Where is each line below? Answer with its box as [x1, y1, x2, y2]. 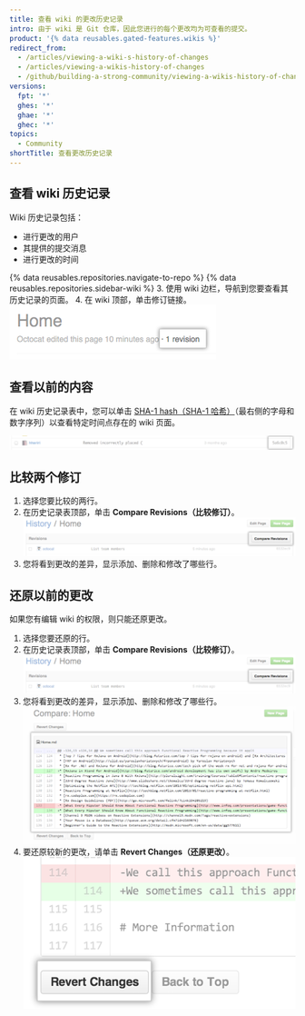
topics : [9, 130, 39, 139]
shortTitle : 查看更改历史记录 [9, 149, 113, 158]
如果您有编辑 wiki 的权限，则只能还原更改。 [9, 613, 172, 624]
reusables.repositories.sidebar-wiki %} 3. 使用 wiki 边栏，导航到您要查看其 [9, 283, 289, 294]
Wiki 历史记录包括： [9, 212, 84, 223]
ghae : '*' [17, 110, 54, 120]
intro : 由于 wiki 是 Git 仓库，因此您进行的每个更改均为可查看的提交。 [9, 24, 252, 34]
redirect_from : [9, 44, 67, 53]
